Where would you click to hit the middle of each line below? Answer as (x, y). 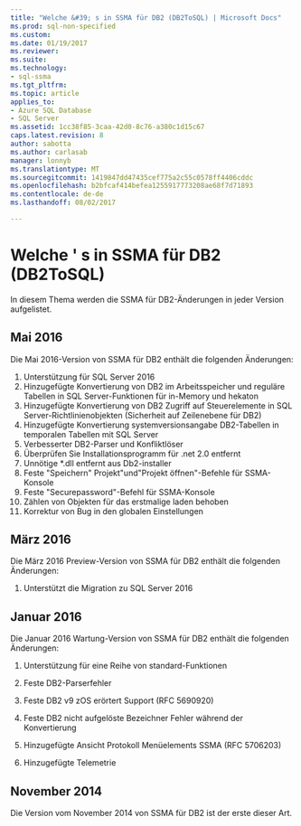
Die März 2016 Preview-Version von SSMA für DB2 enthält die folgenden (146, 561)
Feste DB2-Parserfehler (67, 683)
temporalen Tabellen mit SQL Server (91, 434)
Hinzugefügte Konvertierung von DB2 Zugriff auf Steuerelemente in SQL (158, 405)
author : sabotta (41, 144)
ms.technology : (39, 69)
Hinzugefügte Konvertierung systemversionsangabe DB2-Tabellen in (151, 425)
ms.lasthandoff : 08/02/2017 (63, 203)
